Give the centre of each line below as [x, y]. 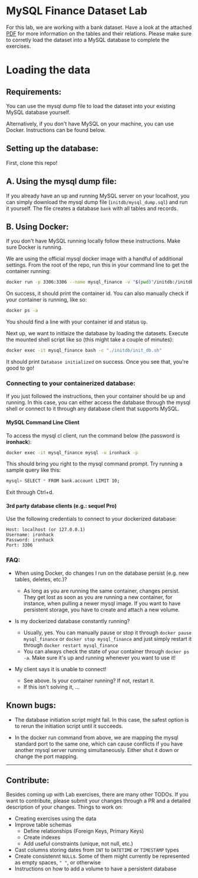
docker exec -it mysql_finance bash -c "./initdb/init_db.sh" [84, 351]
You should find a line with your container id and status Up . [77, 322]
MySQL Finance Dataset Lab [77, 11]
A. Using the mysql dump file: [61, 182]
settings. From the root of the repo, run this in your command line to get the [98, 265]
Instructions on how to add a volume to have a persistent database [95, 869]
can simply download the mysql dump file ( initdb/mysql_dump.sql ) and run [97, 202]
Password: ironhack [30, 540]
